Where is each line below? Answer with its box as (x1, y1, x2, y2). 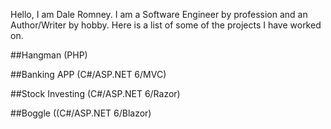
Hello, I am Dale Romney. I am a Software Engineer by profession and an (10, 9, 308, 20)
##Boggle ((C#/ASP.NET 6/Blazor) (10, 107, 152, 119)
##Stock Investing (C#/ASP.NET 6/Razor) (10, 88, 181, 99)
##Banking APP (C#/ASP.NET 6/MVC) (10, 69, 167, 80)
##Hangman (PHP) (10, 49, 88, 61)
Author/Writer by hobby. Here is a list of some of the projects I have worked (10, 19, 322, 31)
